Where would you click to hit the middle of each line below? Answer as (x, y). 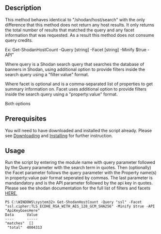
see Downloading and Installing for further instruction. (59, 136)
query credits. (19, 40)
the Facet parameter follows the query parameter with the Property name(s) (81, 173)
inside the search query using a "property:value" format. (61, 94)
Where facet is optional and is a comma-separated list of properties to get (79, 84)
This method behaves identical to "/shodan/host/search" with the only (75, 19)
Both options (18, 103)
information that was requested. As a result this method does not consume (80, 35)
